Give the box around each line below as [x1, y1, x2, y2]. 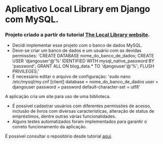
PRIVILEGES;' [12, 69, 40, 74]
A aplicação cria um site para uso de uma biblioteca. [5, 94, 111, 99]
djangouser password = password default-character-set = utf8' [12, 84, 140, 90]
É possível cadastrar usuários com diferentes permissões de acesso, [12, 103, 151, 109]
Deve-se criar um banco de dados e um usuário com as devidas [12, 48, 142, 53]
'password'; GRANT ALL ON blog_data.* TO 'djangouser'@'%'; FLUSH [12, 63, 154, 69]
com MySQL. [5, 14, 59, 25]
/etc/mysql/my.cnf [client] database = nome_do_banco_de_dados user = [12, 79, 159, 85]
